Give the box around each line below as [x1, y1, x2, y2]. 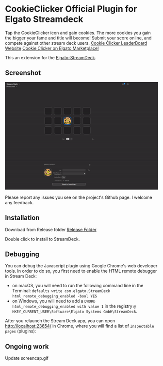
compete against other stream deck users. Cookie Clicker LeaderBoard [5, 40, 147, 46]
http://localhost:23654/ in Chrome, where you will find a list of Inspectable [5, 323, 154, 329]
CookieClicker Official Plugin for [5, 3, 137, 15]
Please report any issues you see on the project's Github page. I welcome [5, 194, 152, 200]
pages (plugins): [5, 328, 36, 334]
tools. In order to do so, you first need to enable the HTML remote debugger [5, 268, 157, 274]
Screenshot [5, 69, 41, 77]
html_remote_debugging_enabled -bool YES [12, 294, 97, 299]
